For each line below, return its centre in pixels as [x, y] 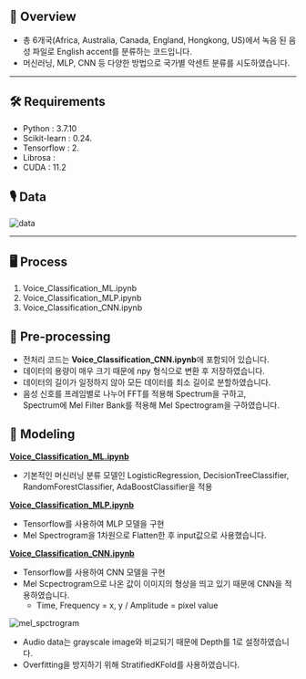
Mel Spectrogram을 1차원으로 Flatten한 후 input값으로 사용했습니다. [144, 535]
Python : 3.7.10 [50, 128]
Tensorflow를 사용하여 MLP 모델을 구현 [93, 523]
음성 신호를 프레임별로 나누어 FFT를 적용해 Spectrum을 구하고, [134, 394]
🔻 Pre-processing [60, 336]
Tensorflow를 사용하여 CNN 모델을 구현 [94, 572]
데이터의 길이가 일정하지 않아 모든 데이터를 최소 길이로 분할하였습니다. [147, 382]
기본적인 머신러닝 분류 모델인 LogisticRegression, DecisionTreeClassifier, [156, 475]
